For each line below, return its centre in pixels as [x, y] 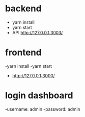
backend [23, 9]
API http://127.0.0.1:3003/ [37, 32]
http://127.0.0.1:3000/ [33, 75]
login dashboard [39, 96]
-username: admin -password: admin [42, 109]
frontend [23, 53]
